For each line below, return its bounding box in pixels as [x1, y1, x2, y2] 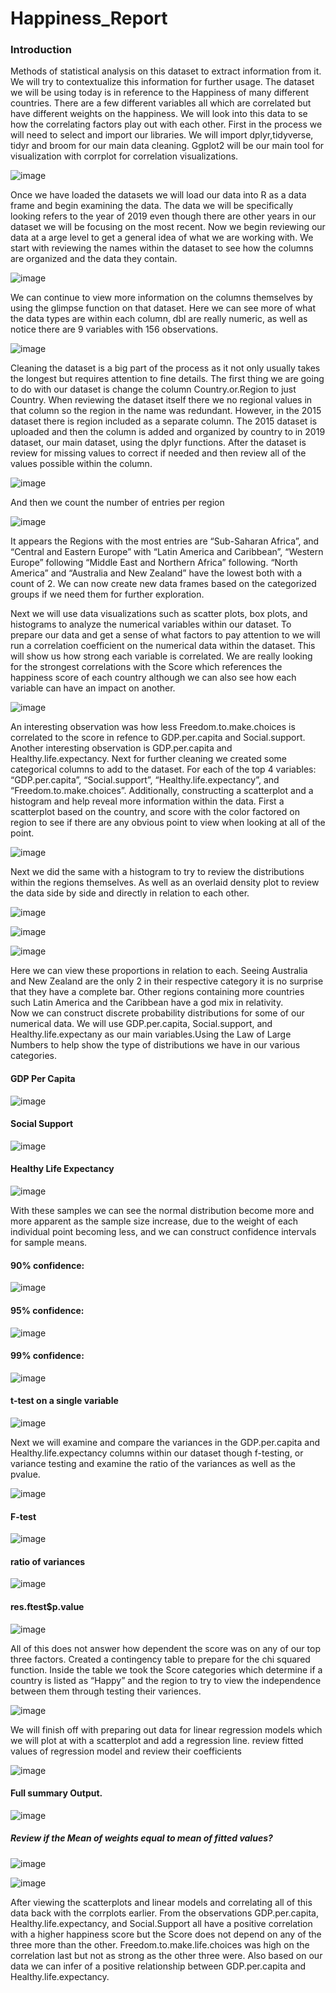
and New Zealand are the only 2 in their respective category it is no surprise [10, 975, 324, 987]
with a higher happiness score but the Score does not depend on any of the [10, 1928, 322, 1940]
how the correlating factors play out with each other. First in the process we [10, 118, 323, 131]
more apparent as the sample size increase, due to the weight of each [10, 1215, 299, 1227]
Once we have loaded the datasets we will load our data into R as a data [10, 189, 307, 201]
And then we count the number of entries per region [10, 497, 225, 509]
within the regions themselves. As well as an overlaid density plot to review [10, 877, 320, 889]
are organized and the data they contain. [10, 253, 178, 265]
